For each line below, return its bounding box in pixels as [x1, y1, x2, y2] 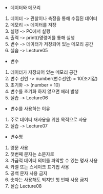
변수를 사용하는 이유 [10, 105, 50, 112]
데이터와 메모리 [10, 5, 41, 10]
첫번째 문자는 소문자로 [10, 151, 55, 157]
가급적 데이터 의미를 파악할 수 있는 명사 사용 [10, 158, 98, 163]
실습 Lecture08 [10, 183, 42, 189]
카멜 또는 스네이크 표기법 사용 [10, 164, 69, 170]
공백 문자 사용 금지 [10, 170, 48, 176]
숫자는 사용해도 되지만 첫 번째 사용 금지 [10, 177, 89, 183]
